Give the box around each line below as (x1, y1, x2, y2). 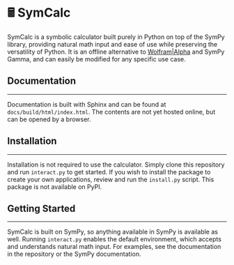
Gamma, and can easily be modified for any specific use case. (7, 54, 186, 63)
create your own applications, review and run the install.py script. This (7, 175, 214, 183)
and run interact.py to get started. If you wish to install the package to (7, 167, 211, 176)
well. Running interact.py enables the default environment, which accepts (7, 235, 221, 243)
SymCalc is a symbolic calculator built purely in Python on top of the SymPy (7, 32, 225, 41)
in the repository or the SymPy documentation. (7, 250, 141, 258)
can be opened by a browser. (7, 115, 92, 123)
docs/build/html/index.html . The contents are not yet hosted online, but (7, 107, 216, 116)
